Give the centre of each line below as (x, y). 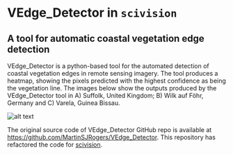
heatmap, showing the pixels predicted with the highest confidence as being (116, 81)
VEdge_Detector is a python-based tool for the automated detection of (109, 66)
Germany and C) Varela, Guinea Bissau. (64, 103)
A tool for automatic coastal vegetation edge (106, 39)
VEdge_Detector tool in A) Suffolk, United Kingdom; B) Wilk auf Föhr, (105, 96)
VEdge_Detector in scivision (92, 13)
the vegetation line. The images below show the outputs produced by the (112, 88)
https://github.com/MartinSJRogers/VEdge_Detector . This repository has (111, 137)
